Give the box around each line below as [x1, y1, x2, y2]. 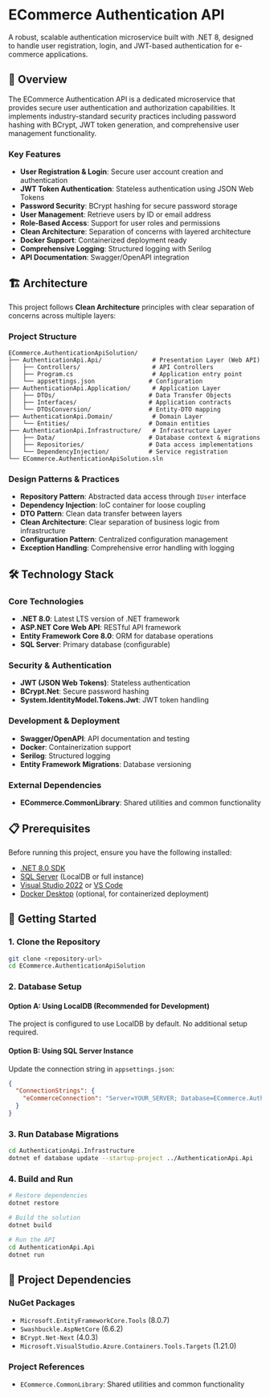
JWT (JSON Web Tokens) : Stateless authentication [19, 678, 191, 688]
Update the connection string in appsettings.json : [8, 1063, 175, 1073]
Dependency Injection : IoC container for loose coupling [19, 500, 207, 510]
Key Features [8, 148, 62, 160]
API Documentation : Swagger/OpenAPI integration [19, 252, 190, 263]
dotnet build [8, 1221, 52, 1229]
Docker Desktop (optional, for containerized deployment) [19, 889, 209, 898]
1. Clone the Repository [8, 936, 100, 947]
